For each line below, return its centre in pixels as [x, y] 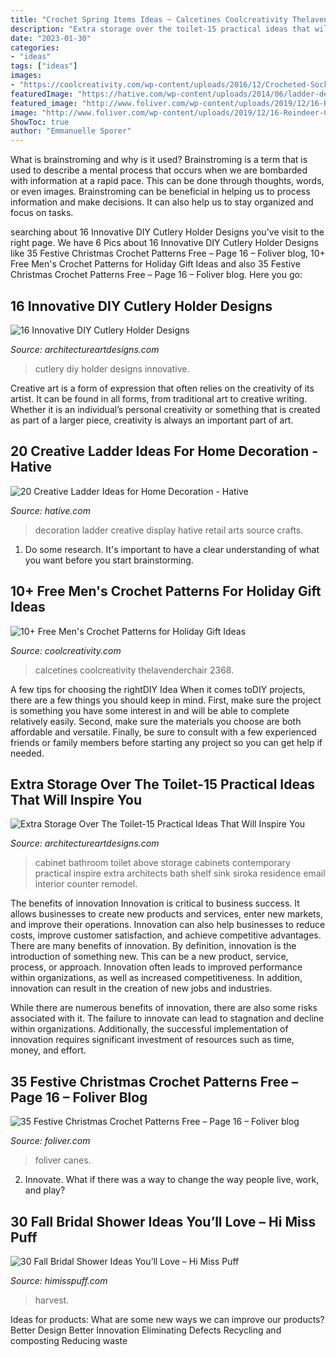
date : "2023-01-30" [51, 38]
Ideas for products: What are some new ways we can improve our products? [167, 1319]
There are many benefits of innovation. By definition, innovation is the [153, 946]
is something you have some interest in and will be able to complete [150, 710]
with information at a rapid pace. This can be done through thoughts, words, [167, 181]
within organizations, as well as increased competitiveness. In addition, [156, 978]
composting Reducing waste [69, 1340]
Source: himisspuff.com [59, 1280]
